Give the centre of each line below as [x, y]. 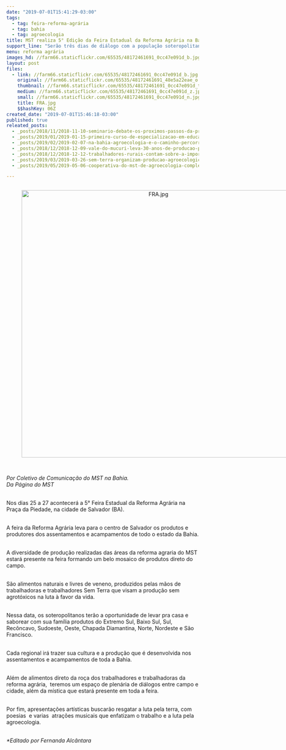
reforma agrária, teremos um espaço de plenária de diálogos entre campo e [102, 685]
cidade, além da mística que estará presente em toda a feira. [82, 691]
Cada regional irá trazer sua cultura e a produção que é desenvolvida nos [99, 653]
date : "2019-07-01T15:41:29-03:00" [52, 12]
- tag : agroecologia [38, 35]
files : [15, 69]
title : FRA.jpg [37, 103]
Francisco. [20, 635]
